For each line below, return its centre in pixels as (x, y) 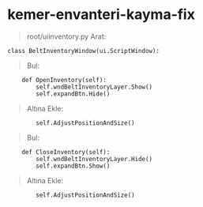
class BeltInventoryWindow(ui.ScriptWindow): (83, 51)
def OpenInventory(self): (64, 80)
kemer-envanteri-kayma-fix (101, 15)
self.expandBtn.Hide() (73, 94)
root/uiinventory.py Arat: (66, 36)
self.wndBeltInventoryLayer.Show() (94, 87)
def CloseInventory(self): (66, 152)
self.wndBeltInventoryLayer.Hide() (94, 159)
